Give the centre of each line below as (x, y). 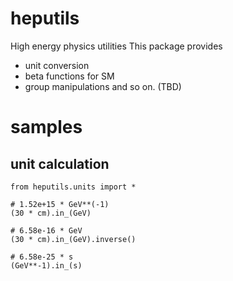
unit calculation (60, 163)
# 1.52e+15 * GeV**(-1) (60, 204)
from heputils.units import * (73, 187)
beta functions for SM (69, 76)
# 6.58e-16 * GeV (46, 230)
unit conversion (57, 65)
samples (46, 127)
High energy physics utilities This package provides (116, 46)
